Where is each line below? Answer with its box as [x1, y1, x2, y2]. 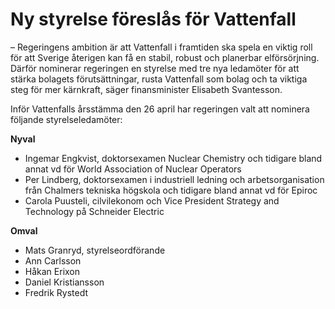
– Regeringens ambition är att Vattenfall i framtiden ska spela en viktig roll [10, 41, 313, 53]
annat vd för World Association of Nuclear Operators [24, 163, 242, 175]
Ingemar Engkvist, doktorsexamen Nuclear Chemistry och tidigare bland [24, 152, 323, 164]
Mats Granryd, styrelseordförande [24, 244, 166, 256]
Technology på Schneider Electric [24, 205, 165, 217]
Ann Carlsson [24, 254, 82, 267]
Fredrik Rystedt [24, 286, 89, 298]
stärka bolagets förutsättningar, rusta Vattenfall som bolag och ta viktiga [10, 73, 308, 85]
